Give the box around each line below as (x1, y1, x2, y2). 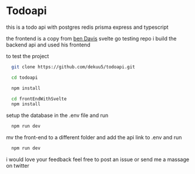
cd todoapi (11, 75, 38, 81)
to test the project (6, 52, 49, 59)
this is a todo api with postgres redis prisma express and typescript (6, 24, 169, 31)
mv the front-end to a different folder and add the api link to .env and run (6, 134, 182, 141)
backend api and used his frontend (6, 41, 90, 48)
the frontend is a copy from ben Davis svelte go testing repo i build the (6, 35, 177, 42)
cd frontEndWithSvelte (11, 96, 67, 102)
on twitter (6, 162, 29, 169)
